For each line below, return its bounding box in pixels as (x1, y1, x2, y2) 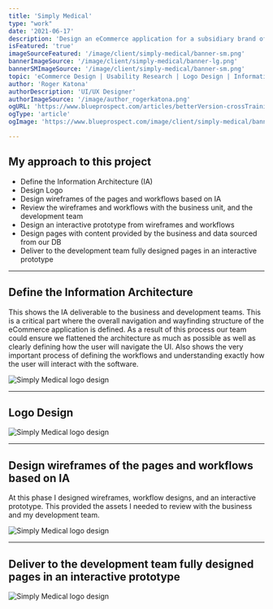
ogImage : (8, 118, 38, 126)
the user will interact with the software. (8, 359, 139, 368)
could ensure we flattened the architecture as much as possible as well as (8, 333, 256, 342)
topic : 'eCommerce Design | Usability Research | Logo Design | (8, 72, 231, 80)
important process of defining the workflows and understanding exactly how (8, 350, 265, 360)
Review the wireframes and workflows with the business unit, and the (19, 202, 253, 212)
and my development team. (8, 510, 100, 520)
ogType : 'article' (8, 111, 71, 119)
